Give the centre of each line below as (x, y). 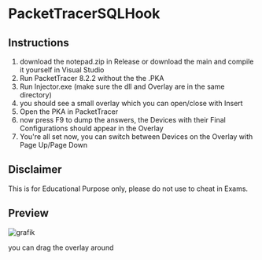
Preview (29, 213)
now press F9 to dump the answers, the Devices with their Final (122, 120)
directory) (36, 95)
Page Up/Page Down (54, 145)
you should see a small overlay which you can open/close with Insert (131, 103)
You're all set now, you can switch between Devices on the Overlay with (136, 137)
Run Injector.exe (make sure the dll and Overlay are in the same (122, 86)
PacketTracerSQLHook (84, 14)
